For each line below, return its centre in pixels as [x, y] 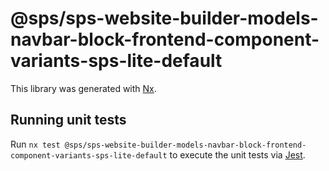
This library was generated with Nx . [83, 88]
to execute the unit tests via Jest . [237, 154]
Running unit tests [68, 120]
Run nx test [35, 144]
